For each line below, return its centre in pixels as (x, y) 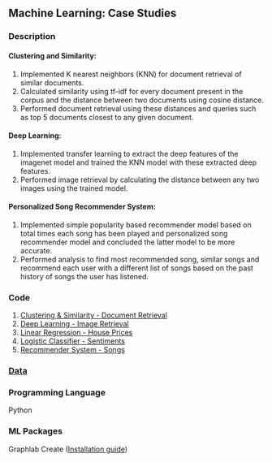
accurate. (36, 250)
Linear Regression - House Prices (76, 333)
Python (20, 410)
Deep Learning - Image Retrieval (74, 324)
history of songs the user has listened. (84, 276)
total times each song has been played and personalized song (124, 233)
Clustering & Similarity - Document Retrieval (94, 315)
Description (32, 37)
